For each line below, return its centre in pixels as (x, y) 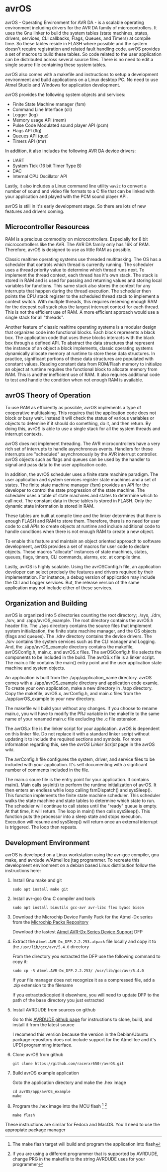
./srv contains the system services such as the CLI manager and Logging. (81, 641)
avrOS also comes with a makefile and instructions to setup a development (82, 74)
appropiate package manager (35, 1130)
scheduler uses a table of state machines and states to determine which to (82, 495)
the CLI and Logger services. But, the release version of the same (72, 582)
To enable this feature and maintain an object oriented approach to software (83, 541)
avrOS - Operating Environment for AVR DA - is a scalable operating (75, 22)
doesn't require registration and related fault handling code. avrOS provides (83, 49)
